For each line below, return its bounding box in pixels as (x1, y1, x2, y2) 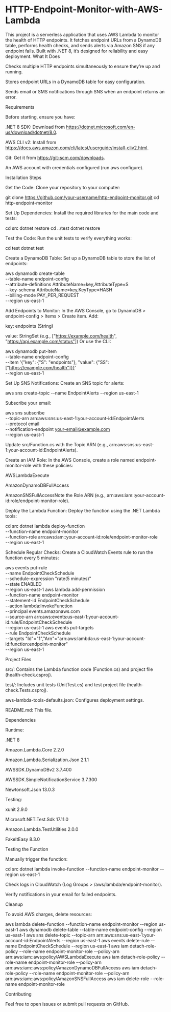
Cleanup (5, 901, 23, 907)
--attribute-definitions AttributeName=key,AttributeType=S (5, 281, 129, 287)
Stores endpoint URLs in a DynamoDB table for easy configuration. (5, 78, 145, 85)
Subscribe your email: (5, 400, 52, 406)
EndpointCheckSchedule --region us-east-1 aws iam (18, 943, 129, 949)
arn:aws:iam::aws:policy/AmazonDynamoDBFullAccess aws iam (5, 964, 139, 970)
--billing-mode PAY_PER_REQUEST (5, 292, 79, 298)
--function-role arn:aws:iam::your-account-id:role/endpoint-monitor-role (5, 533, 158, 540)
